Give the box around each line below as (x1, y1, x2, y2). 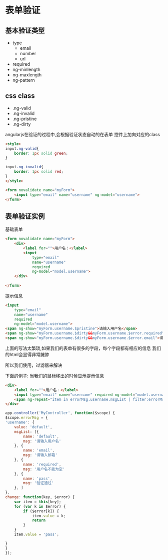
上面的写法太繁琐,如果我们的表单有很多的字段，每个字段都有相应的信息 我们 (5, 345, 161, 351)
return (31, 518, 46, 523)
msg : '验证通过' (23, 481, 54, 486)
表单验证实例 (5, 212, 45, 220)
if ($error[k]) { (23, 508, 59, 514)
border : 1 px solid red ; (14, 169, 64, 174)
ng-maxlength (12, 72, 42, 78)
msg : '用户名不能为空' (23, 467, 65, 472)
